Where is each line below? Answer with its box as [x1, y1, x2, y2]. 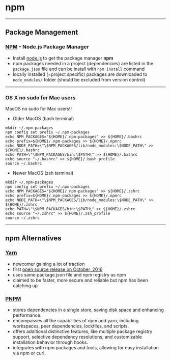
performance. [12, 312, 42, 318]
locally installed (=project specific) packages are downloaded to [12, 71, 148, 77]
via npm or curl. [12, 350, 46, 356]
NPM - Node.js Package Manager [5, 43, 89, 50]
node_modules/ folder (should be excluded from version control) [12, 76, 146, 82]
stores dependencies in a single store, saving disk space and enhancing [12, 307, 164, 313]
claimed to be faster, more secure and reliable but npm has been [12, 277, 149, 283]
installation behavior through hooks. [12, 339, 88, 345]
